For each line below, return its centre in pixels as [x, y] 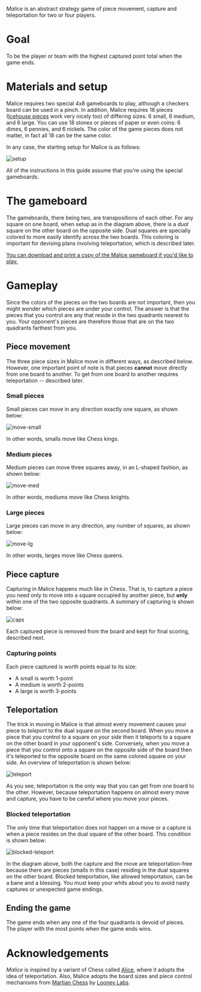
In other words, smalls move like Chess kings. [62, 439]
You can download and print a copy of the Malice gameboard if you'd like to [100, 254]
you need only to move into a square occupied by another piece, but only [97, 596]
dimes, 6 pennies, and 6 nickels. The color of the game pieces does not [95, 129]
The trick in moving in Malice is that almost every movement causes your [97, 724]
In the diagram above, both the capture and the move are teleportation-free [99, 863]
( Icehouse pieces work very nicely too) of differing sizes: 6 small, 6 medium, [100, 116]
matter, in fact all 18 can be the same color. [59, 135]
